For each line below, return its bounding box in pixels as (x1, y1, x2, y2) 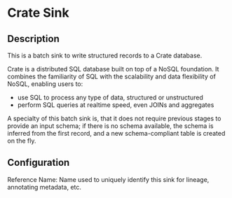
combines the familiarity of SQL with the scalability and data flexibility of (7, 72, 216, 80)
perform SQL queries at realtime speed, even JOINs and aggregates (17, 101, 214, 109)
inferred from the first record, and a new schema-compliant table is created (7, 129, 226, 137)
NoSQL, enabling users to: (7, 80, 83, 88)
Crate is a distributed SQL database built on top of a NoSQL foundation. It (7, 65, 219, 73)
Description (7, 33, 60, 45)
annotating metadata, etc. (7, 183, 82, 191)
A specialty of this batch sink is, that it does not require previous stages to (7, 114, 221, 122)
